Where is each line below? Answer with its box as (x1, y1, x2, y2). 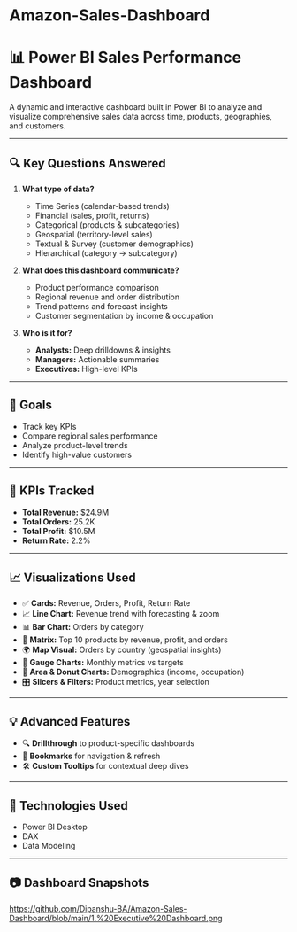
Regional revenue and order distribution (34, 291, 179, 302)
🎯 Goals (9, 398, 53, 413)
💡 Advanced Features (9, 714, 131, 729)
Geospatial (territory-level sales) (34, 229, 153, 239)
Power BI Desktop (21, 821, 88, 832)
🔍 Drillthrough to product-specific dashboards (21, 738, 195, 749)
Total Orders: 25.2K (21, 516, 95, 527)
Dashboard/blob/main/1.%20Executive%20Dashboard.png (9, 913, 223, 923)
